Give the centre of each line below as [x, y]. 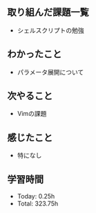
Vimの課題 [32, 114]
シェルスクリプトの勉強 [50, 30]
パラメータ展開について [50, 72]
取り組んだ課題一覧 [48, 12]
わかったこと [35, 54]
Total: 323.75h [38, 204]
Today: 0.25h [36, 196]
